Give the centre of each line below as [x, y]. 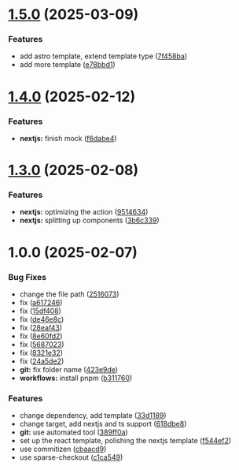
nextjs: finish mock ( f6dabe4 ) [68, 138]
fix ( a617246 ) [41, 302]
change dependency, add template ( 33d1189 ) [93, 416]
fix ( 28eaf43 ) [41, 327]
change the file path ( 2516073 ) [69, 294]
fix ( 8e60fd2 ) [41, 336]
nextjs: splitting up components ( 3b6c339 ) [89, 220]
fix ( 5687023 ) [42, 344]
